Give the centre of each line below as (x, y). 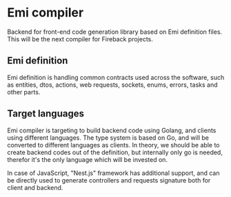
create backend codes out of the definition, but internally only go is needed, (115, 152)
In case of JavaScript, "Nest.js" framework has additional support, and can (113, 173)
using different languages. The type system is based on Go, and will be (108, 137)
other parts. (24, 92)
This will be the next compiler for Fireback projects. (80, 39)
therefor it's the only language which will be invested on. (87, 159)
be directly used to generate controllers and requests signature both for (109, 180)
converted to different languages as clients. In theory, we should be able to (113, 145)
